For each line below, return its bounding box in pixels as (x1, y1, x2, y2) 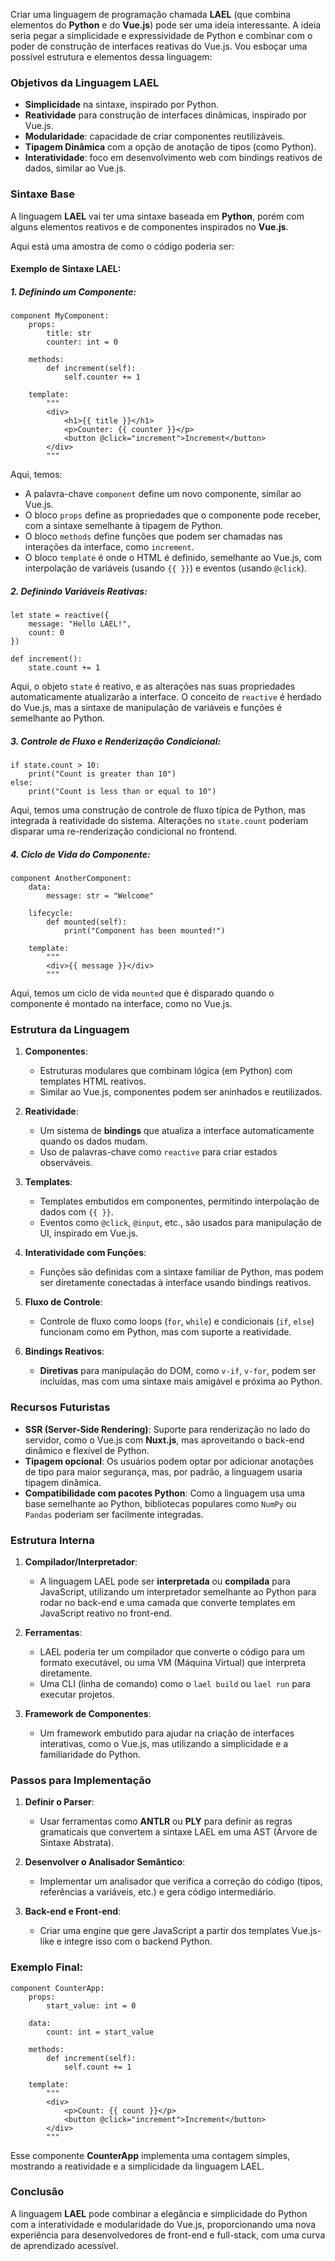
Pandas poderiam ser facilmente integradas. (24, 1508, 204, 1520)
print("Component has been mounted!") (63, 926, 226, 936)
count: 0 (28, 628, 65, 638)
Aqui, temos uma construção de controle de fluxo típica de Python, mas (10, 804, 306, 816)
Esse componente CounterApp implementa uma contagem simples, (10, 2149, 291, 2161)
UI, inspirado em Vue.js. (39, 1227, 139, 1239)
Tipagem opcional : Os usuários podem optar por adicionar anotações (24, 1455, 314, 1467)
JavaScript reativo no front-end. (39, 1607, 173, 1619)
